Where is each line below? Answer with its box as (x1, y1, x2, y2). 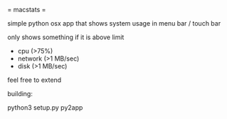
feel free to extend (7, 76, 62, 84)
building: (7, 90, 33, 98)
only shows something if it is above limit (7, 33, 125, 41)
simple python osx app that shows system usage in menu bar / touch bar (7, 19, 221, 27)
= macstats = (7, 6, 46, 14)
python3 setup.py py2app (7, 103, 83, 112)
